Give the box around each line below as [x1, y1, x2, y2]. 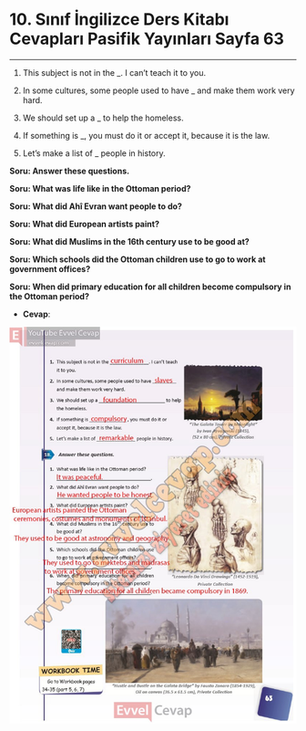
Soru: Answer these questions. [9, 165, 130, 176]
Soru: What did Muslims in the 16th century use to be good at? [9, 235, 250, 246]
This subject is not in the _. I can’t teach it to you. [22, 67, 207, 78]
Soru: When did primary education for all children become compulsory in [9, 281, 291, 292]
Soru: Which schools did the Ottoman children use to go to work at [9, 254, 266, 265]
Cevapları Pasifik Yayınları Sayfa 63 [9, 28, 285, 49]
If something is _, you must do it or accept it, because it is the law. [22, 130, 270, 141]
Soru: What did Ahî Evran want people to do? [9, 201, 182, 212]
